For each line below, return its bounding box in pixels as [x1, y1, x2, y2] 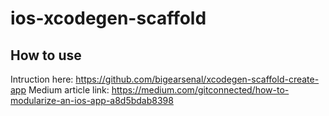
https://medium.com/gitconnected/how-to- [111, 84, 290, 96]
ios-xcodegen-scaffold [10, 7, 207, 30]
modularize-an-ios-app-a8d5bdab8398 [10, 95, 174, 106]
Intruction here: [10, 73, 74, 85]
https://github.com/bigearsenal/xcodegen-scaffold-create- [75, 73, 320, 85]
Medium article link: [28, 84, 110, 96]
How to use [10, 47, 82, 64]
